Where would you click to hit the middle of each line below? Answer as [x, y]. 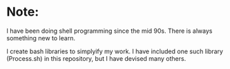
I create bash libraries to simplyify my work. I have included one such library [115, 51]
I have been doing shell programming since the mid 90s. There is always [109, 31]
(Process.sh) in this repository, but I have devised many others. [96, 58]
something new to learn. [41, 38]
